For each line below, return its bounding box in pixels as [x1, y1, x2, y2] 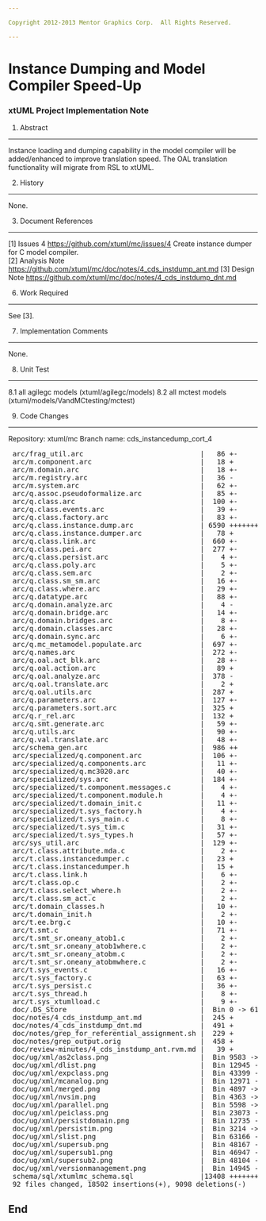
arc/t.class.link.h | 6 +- [12, 870, 238, 880]
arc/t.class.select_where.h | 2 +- [12, 886, 238, 896]
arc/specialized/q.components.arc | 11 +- [12, 759, 238, 768]
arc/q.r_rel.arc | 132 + [12, 711, 234, 721]
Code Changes [19, 411, 69, 421]
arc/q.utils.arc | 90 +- [12, 727, 238, 737]
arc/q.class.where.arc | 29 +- [12, 584, 238, 594]
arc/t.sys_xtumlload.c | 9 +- [12, 997, 238, 1007]
